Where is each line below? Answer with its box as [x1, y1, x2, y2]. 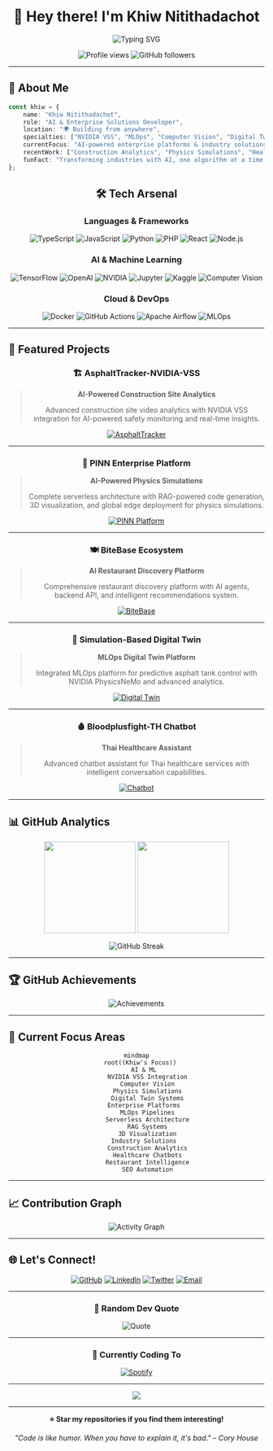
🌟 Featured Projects [8, 343, 110, 356]
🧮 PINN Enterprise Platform [82, 457, 191, 469]
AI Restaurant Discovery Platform [89, 566, 205, 576]
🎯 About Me [8, 81, 69, 95]
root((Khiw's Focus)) [103, 1059, 177, 1067]
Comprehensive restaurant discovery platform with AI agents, [43, 582, 250, 592]
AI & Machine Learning [90, 254, 183, 265]
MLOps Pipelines [119, 1108, 175, 1117]
